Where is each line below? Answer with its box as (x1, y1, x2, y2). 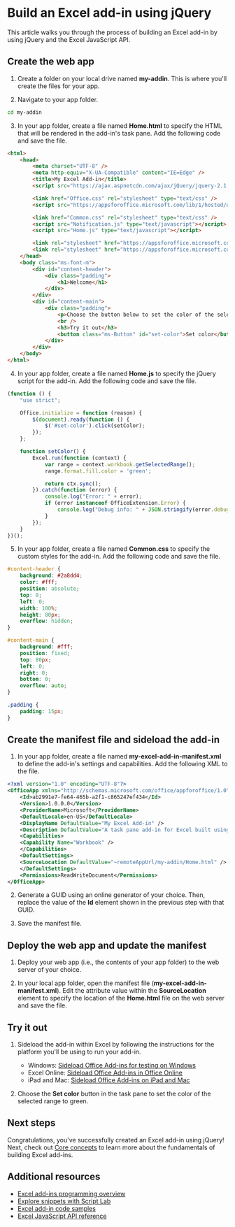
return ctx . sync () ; (44, 480, 101, 487)
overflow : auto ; (20, 682, 68, 689)
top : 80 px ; (20, 656, 52, 663)
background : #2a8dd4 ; (20, 572, 83, 580)
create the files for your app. (17, 82, 100, 90)
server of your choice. (17, 966, 82, 974)
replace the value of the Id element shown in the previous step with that (17, 898, 225, 907)
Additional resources (7, 1171, 101, 1183)
